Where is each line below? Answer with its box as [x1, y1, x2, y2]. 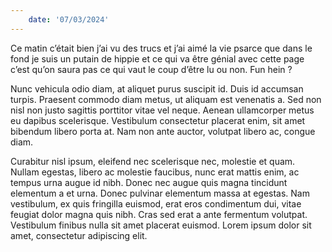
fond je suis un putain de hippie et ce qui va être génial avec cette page [10, 52, 305, 65]
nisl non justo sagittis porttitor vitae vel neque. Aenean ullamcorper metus [10, 104, 315, 116]
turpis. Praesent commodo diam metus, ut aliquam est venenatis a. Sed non [10, 93, 322, 105]
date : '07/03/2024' [28, 14, 110, 25]
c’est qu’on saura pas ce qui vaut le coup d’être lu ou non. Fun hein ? [10, 63, 293, 75]
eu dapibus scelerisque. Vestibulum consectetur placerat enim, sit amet [10, 114, 306, 126]
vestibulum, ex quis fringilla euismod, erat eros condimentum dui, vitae [10, 197, 302, 210]
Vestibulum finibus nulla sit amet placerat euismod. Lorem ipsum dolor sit [10, 219, 312, 231]
